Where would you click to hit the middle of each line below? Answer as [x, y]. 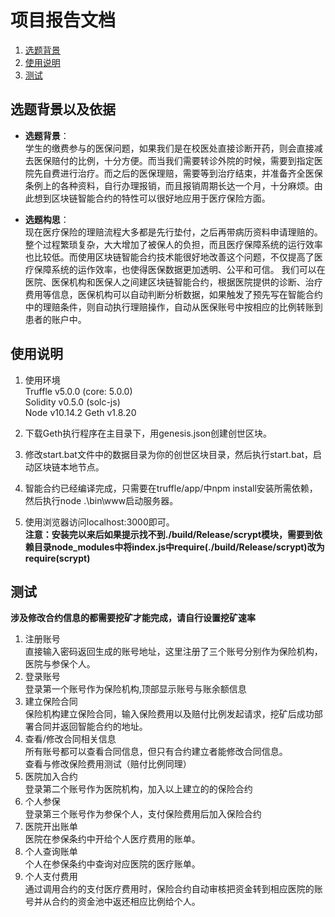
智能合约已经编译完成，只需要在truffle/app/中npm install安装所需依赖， [171, 488]
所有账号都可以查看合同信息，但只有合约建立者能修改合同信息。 [156, 752]
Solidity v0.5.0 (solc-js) [72, 402]
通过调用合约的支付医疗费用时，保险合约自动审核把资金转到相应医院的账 [173, 889]
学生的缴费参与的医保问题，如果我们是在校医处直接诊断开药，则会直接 [169, 148]
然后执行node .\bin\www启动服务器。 [101, 500]
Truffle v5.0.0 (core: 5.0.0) [78, 391]
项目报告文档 [63, 20]
